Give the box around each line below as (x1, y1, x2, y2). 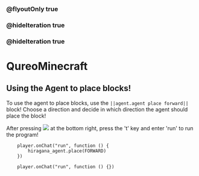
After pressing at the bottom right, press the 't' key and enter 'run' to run (6, 124, 194, 131)
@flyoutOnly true (6, 5, 58, 13)
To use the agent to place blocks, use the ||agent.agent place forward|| (6, 99, 189, 107)
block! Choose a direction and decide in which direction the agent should (6, 105, 188, 113)
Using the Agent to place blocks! (6, 83, 131, 93)
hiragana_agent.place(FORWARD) (28, 148, 107, 154)
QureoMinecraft (6, 59, 88, 73)
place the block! (6, 112, 46, 119)
